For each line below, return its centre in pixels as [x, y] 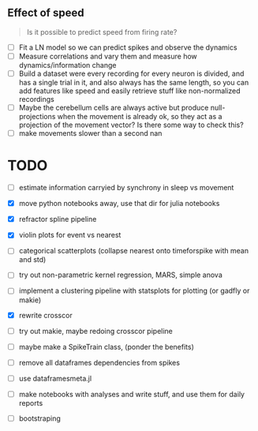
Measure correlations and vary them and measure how [108, 56]
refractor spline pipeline [58, 219]
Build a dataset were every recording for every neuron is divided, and [131, 73]
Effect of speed [46, 13]
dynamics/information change [67, 65]
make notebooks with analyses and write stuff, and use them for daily [132, 394]
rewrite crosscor [45, 315]
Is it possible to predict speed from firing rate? [102, 32]
